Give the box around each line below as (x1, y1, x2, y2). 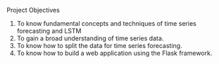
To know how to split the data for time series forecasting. (16, 42, 182, 49)
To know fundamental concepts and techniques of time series (16, 19, 196, 27)
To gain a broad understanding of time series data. (16, 34, 164, 42)
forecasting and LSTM (16, 27, 82, 35)
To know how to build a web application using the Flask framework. (16, 49, 213, 57)
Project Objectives (6, 6, 61, 14)
